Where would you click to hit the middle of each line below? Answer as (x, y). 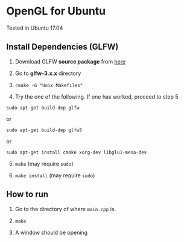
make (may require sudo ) (44, 163)
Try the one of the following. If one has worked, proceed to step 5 (97, 96)
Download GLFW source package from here (70, 61)
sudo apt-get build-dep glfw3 (44, 130)
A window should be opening (51, 232)
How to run (27, 195)
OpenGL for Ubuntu (56, 11)
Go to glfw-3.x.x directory (48, 73)
